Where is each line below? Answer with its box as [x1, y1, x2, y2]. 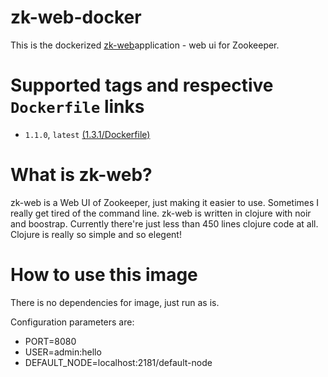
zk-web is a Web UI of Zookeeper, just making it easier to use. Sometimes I [10, 196, 320, 208]
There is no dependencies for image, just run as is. [10, 296, 220, 308]
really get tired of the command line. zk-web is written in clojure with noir [10, 207, 312, 219]
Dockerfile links [10, 96, 145, 118]
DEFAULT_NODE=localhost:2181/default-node [24, 356, 213, 368]
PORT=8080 [24, 335, 77, 347]
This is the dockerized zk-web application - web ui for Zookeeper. [10, 39, 280, 51]
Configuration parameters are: [10, 316, 135, 328]
